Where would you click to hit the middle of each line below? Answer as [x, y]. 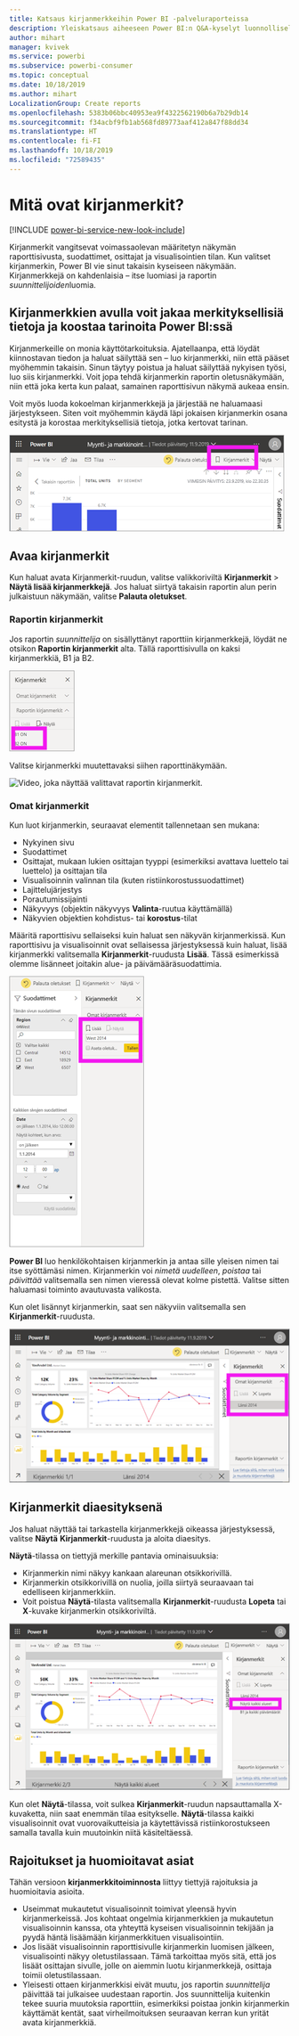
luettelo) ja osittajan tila [65, 871]
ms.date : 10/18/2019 [48, 85]
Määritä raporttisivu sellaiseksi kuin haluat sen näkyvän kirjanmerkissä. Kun [148, 935]
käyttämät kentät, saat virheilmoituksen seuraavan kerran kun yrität [145, 2013]
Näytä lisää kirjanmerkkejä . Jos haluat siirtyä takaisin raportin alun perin [143, 587]
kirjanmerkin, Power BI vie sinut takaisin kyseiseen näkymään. [123, 266]
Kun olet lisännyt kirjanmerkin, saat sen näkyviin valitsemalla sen [128, 1306]
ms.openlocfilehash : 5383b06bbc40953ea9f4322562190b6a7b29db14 [129, 113]
